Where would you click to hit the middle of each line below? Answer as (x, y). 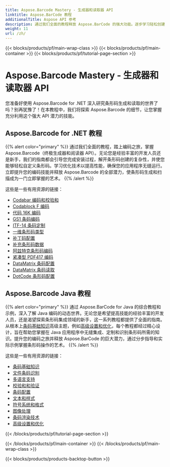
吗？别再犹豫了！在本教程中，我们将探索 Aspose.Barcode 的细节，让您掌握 (83, 109)
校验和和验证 (26, 385)
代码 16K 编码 (27, 212)
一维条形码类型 (28, 231)
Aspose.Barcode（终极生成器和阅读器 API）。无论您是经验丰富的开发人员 (81, 153)
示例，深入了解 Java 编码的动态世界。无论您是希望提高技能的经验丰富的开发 (85, 313)
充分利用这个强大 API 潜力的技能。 (41, 116)
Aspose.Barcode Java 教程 (48, 294)
